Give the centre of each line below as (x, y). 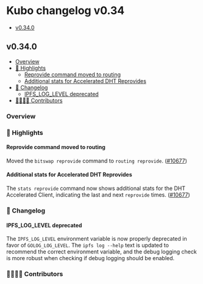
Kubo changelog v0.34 (66, 11)
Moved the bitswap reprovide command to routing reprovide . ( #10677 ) (97, 161)
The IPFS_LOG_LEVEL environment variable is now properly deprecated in (97, 239)
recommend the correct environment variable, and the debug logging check (101, 252)
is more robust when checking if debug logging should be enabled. (91, 258)
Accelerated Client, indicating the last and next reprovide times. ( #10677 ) (98, 195)
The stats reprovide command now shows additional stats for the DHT (96, 188)
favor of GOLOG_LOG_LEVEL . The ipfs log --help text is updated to (88, 246)
